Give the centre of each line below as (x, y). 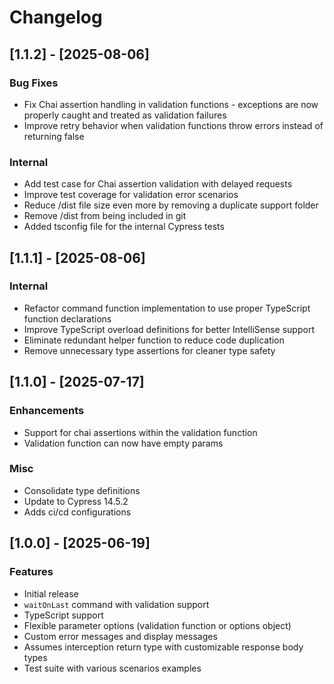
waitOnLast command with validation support (116, 604)
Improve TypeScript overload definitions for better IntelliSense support (169, 329)
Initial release (51, 593)
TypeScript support (63, 615)
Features (31, 572)
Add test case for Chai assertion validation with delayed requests (158, 184)
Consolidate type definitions (82, 490)
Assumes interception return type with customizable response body (163, 647)
